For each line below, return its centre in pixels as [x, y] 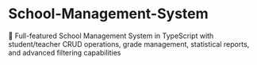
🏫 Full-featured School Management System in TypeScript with [111, 36]
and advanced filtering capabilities [65, 52]
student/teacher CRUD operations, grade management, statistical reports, [129, 44]
